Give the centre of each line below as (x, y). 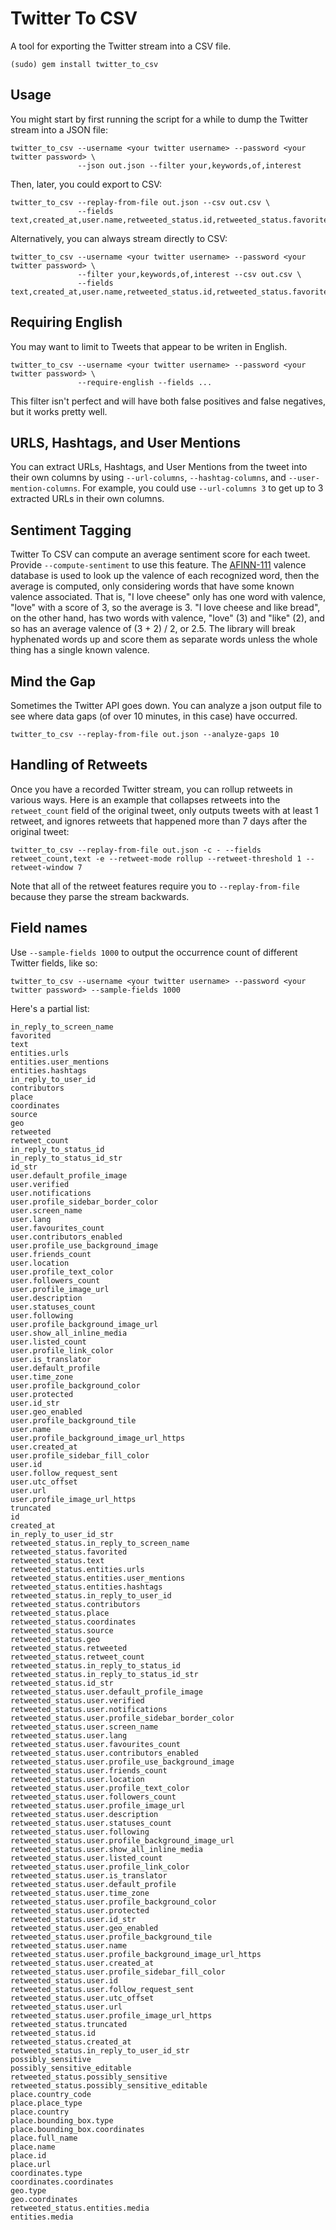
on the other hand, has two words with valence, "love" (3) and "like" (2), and (167, 618)
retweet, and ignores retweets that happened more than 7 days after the (159, 821)
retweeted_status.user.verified (77, 1700)
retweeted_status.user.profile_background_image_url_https (136, 1954)
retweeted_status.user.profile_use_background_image (122, 1762)
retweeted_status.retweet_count (77, 1657)
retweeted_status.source (62, 1630)
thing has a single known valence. (80, 650)
